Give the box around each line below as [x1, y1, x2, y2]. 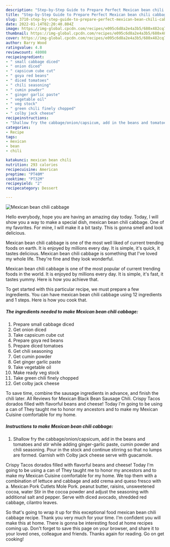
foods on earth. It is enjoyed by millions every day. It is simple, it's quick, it [6, 245, 160, 251]
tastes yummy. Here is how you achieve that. [6, 277, 99, 282]
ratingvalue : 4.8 [6, 45, 42, 50]
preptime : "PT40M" [6, 171, 44, 177]
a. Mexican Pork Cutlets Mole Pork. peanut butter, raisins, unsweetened [6, 483, 155, 489]
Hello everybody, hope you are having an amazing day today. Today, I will [6, 214, 158, 220]
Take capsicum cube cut [13, 332, 65, 338]
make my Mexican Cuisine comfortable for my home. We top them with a [6, 472, 157, 478]
